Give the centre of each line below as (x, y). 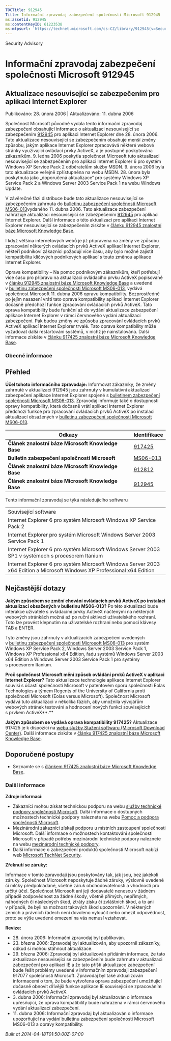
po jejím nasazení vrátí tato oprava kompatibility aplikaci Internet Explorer (82, 299)
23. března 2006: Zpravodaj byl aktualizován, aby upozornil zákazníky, (87, 943)
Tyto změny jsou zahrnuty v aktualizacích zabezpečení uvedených (75, 637)
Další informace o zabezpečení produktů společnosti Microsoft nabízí (85, 849)
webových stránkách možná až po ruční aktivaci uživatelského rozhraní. (81, 617)
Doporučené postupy (40, 755)
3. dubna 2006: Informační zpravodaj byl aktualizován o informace (82, 997)
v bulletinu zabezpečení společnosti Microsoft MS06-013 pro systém (77, 643)
